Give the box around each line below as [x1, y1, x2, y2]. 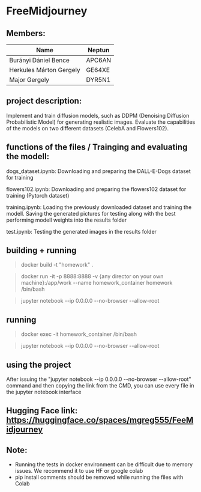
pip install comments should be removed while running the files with [14, 473, 184, 481]
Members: [6, 28, 46, 38]
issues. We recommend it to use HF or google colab [14, 467, 143, 475]
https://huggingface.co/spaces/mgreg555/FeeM [6, 415, 194, 425]
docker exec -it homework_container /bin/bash [20, 330, 137, 338]
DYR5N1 [86, 76, 111, 84]
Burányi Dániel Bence [9, 56, 70, 64]
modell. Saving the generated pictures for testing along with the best [6, 210, 176, 217]
